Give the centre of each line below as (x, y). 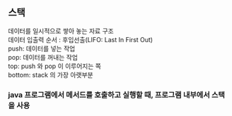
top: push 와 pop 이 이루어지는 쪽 (55, 66)
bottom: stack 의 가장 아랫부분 (51, 75)
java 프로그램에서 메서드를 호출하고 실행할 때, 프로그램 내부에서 (109, 95)
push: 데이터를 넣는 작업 (42, 49)
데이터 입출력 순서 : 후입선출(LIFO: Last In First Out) (81, 39)
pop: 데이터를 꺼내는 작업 (43, 57)
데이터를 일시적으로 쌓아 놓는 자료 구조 (61, 31)
